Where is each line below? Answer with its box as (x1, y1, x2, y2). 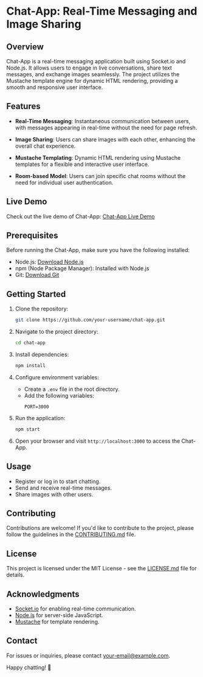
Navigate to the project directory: (15, 328, 98, 335)
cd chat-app (15, 340, 46, 346)
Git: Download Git (15, 271, 60, 279)
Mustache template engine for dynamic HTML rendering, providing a (6, 77, 178, 84)
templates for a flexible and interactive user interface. (15, 160, 150, 168)
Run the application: (15, 414, 66, 421)
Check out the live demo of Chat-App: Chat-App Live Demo (6, 212, 155, 220)
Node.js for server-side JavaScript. (15, 612, 103, 618)
